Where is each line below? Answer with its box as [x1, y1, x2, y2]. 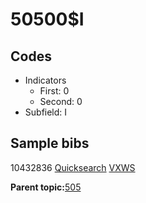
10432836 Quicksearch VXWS [10, 161, 136, 173]
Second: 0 [39, 96, 83, 107]
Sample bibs [10, 135, 90, 152]
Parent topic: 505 [10, 181, 82, 193]
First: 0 [39, 85, 70, 97]
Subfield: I [24, 106, 68, 118]
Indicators [24, 74, 67, 86]
